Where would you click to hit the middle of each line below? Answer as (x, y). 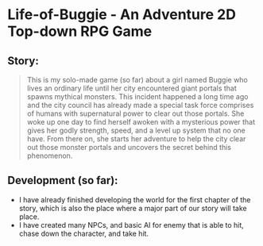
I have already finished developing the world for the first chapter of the (135, 199)
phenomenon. (50, 156)
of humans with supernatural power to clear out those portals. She (135, 113)
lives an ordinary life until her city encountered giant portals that (132, 88)
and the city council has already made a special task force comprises (140, 105)
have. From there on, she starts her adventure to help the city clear (136, 139)
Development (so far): (63, 181)
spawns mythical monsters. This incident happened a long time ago (137, 96)
